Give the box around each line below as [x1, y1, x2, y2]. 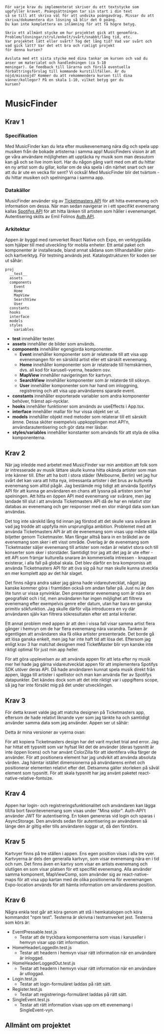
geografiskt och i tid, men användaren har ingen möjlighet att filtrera [5, 595, 143, 601]
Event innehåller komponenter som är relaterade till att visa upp [19, 351, 148, 357]
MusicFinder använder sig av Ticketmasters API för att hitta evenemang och [5, 198, 158, 204]
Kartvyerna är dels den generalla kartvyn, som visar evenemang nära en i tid [5, 856, 160, 862]
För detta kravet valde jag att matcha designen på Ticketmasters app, [5, 710, 145, 715]
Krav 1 [5, 118, 24, 126]
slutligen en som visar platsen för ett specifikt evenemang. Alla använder [5, 866, 152, 872]
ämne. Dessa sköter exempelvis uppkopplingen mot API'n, [12, 419, 130, 425]
